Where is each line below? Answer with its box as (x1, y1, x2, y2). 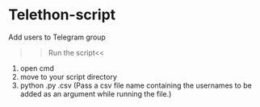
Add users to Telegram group (8, 32, 107, 42)
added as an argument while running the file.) (19, 88, 172, 98)
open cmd (19, 63, 54, 73)
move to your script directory (19, 72, 117, 81)
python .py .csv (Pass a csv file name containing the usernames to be (19, 80, 252, 90)
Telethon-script (8, 6, 116, 24)
